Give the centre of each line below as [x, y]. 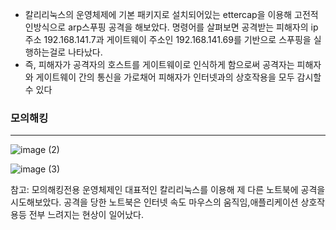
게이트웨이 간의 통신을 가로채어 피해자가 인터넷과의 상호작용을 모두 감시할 [178, 77]
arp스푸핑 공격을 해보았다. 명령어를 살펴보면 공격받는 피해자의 [188, 27]
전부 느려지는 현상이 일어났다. [86, 215]
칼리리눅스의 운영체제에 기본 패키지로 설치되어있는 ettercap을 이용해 [158, 14]
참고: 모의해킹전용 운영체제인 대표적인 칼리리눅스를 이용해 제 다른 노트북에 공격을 [168, 190]
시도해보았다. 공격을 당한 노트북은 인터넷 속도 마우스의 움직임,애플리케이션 [154, 202]
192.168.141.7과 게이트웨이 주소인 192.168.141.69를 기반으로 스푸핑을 [177, 39]
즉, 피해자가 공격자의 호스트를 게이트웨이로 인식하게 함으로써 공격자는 [159, 64]
